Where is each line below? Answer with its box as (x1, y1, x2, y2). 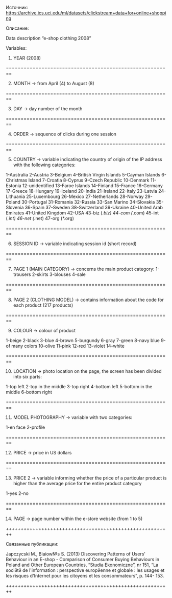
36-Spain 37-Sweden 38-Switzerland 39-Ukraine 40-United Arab (24, 205, 163, 210)
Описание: (6, 25, 29, 31)
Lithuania (6, 193, 25, 200)
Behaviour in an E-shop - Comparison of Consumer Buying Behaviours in (6, 556, 160, 562)
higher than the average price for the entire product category (13, 481, 142, 486)
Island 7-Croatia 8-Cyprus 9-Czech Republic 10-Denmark (28, 177, 150, 183)
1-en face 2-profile (6, 424, 45, 430)
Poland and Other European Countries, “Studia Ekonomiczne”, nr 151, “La (6, 562, 159, 568)
